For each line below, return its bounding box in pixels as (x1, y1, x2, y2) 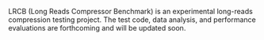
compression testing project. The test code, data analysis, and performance (8, 15, 256, 24)
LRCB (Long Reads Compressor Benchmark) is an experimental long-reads (8, 7, 254, 16)
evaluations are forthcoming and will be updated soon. (8, 24, 186, 32)
